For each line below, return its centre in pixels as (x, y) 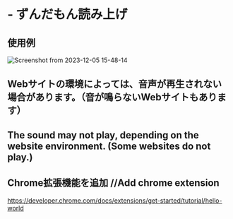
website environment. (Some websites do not (109, 146)
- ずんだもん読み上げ (67, 14)
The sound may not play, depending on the (103, 135)
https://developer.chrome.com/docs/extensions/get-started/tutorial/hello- (115, 200)
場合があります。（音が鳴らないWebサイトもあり (112, 97)
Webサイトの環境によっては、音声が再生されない (115, 84)
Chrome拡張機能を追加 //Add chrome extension (114, 183)
